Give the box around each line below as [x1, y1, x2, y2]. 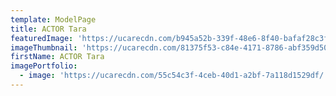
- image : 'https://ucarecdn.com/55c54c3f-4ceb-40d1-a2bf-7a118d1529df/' [19, 71, 329, 81]
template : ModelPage [10, 14, 97, 25]
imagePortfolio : [10, 61, 78, 71]
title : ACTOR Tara [10, 24, 87, 34]
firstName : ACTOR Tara [10, 52, 105, 62]
